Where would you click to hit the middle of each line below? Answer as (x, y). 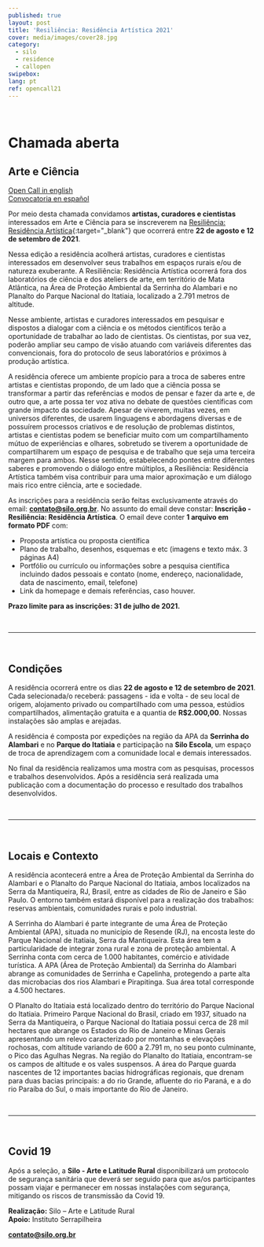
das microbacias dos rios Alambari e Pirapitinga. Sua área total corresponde (131, 982)
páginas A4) (39, 557)
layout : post (29, 23)
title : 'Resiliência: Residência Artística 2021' (91, 30)
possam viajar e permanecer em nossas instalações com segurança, (119, 1187)
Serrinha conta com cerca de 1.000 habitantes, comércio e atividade (119, 957)
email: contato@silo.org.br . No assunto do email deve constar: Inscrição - (130, 509)
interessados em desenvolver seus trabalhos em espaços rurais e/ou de (125, 263)
